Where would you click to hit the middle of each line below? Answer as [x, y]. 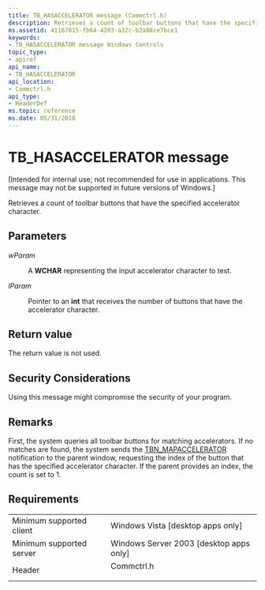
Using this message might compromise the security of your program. [120, 397]
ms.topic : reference [42, 111]
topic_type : [28, 52]
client [22, 530]
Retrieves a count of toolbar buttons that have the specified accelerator [124, 203]
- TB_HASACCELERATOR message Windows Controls [86, 45]
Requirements [43, 500]
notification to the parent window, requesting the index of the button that [126, 458]
